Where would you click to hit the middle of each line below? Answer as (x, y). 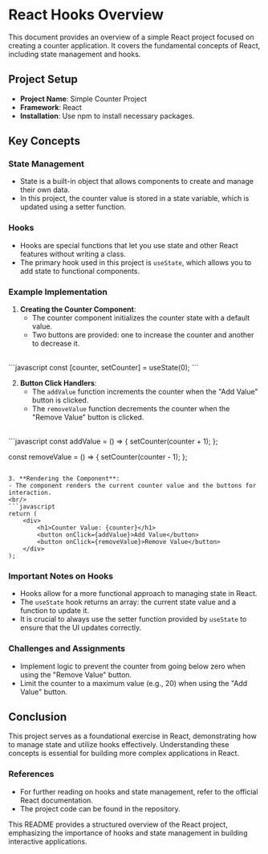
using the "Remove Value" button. (76, 674)
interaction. (30, 493)
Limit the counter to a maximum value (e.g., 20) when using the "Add (134, 683)
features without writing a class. (73, 254)
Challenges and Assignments (67, 648)
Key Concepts (44, 141)
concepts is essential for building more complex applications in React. (124, 754)
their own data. (45, 190)
